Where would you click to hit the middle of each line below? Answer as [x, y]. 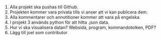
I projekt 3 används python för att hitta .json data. [59, 22]
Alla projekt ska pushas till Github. [44, 7]
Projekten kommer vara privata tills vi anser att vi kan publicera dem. [79, 12]
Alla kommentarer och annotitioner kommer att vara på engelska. [75, 17]
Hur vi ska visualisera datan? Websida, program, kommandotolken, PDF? [83, 27]
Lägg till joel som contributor [38, 33]
